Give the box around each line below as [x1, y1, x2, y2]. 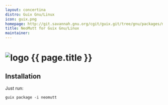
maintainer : [5, 30, 30, 35]
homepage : [5, 21, 26, 26]
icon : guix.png [5, 16, 37, 21]
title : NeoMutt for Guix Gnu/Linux [5, 26, 79, 31]
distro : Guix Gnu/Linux [5, 12, 55, 17]
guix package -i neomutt [5, 95, 57, 100]
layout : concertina [5, 7, 46, 12]
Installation [5, 72, 41, 80]
